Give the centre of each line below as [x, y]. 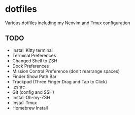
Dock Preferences [31, 66]
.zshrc [19, 87]
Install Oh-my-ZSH [31, 97]
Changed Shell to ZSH [35, 61]
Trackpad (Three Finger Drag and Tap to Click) [60, 81]
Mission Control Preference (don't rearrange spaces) [66, 71]
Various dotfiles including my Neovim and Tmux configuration [68, 23]
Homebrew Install [30, 108]
